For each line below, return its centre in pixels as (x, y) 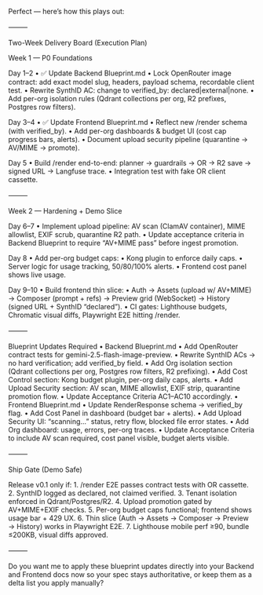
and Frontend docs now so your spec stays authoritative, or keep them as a (130, 575)
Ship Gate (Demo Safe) (45, 469)
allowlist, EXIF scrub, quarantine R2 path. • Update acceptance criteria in (126, 234)
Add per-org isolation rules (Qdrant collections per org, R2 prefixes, (117, 99)
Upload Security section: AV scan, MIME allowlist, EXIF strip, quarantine (124, 388)
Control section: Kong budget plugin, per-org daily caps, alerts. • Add (121, 380)
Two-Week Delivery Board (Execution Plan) (78, 43)
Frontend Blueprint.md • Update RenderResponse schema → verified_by (126, 405)
